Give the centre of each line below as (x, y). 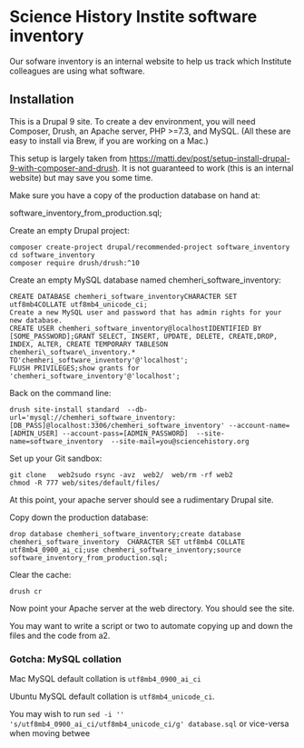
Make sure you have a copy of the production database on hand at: (135, 195)
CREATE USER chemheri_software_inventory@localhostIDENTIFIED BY (135, 328)
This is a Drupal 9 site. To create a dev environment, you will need (132, 121)
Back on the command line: (60, 393)
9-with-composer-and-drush (64, 168)
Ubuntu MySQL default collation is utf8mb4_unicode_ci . (112, 696)
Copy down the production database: (79, 517)
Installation (42, 100)
